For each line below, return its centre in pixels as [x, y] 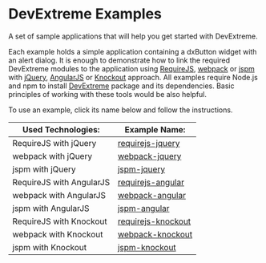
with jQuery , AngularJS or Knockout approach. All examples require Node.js [133, 77]
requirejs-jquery [149, 143]
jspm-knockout [147, 247]
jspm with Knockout [50, 247]
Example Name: [155, 129]
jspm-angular [143, 208]
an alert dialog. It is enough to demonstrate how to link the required [119, 60]
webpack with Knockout [58, 234]
